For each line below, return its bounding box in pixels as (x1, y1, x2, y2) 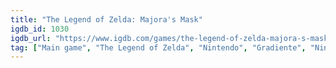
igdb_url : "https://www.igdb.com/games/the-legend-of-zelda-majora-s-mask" (10, 33, 333, 43)
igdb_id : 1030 (10, 24, 70, 34)
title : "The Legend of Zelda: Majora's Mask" (10, 14, 203, 25)
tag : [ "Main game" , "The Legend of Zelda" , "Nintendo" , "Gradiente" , (10, 42, 307, 53)
